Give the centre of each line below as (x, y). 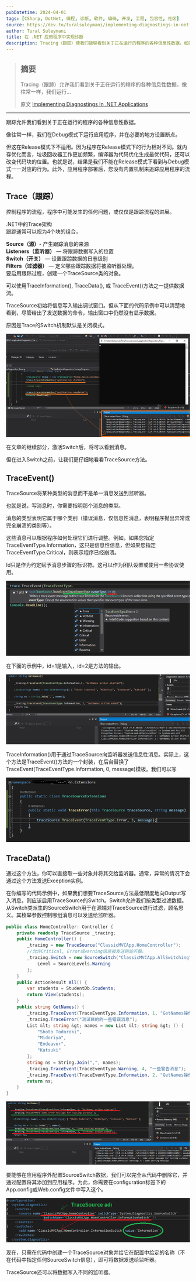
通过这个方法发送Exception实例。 (46, 881)
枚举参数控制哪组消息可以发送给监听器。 (70, 915)
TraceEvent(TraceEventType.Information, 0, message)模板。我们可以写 (91, 769)
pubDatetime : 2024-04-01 (36, 12)
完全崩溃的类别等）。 (30, 525)
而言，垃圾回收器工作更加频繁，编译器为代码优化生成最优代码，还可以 (106, 154)
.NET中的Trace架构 (29, 224)
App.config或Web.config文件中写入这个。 (56, 1190)
